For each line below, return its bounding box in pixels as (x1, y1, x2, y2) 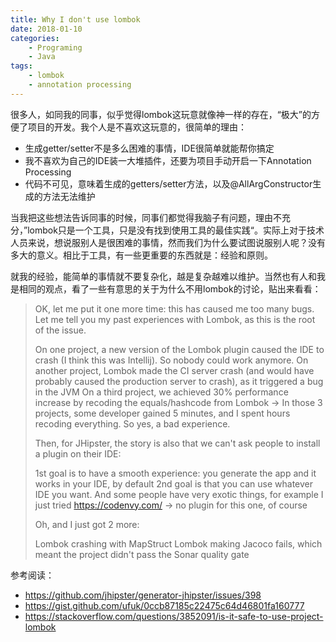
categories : (10, 33, 60, 43)
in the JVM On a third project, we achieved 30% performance (34, 386, 289, 398)
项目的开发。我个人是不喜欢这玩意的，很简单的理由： (27, 121, 247, 133)
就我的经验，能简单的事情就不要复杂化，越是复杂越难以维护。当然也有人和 (10, 270, 317, 282)
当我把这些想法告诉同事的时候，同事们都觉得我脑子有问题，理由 (10, 211, 273, 223)
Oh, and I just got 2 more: (34, 518, 140, 530)
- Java (28, 52, 56, 62)
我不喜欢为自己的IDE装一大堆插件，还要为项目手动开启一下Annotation (24, 154, 312, 166)
